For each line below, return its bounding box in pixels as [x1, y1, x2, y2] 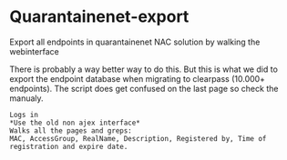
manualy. [9, 93, 44, 104]
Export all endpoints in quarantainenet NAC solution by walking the [9, 36, 261, 47]
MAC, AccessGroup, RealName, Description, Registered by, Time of [9, 134, 267, 143]
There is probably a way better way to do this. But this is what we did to [9, 64, 278, 75]
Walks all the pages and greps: [9, 125, 132, 135]
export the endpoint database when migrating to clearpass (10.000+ [9, 73, 266, 84]
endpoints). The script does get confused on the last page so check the [9, 83, 279, 94]
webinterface [9, 45, 59, 56]
